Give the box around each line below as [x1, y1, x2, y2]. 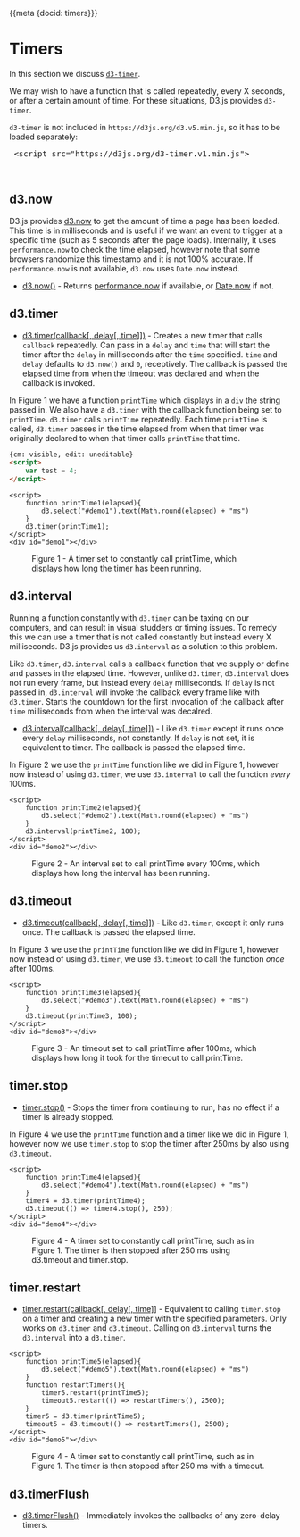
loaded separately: [9, 131, 79, 142]
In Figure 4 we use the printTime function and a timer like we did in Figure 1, [9, 1129, 289, 1140]
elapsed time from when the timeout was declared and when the [21, 368, 260, 379]
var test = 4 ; [25, 466, 78, 476]
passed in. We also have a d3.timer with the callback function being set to [9, 404, 283, 414]
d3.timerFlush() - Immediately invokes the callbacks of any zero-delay [21, 1510, 280, 1521]
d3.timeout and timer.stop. [31, 1254, 129, 1265]
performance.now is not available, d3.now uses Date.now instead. [9, 263, 240, 273]
